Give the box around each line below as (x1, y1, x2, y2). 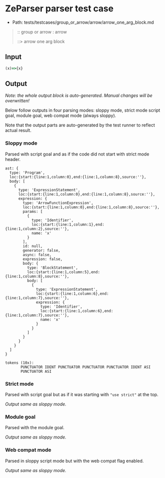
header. (5, 156, 21, 162)
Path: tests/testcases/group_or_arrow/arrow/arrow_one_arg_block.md (12, 19, 154, 25)
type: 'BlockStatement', (27, 265, 78, 270)
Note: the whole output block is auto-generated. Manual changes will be (5, 92, 153, 99)
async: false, (23, 252, 52, 257)
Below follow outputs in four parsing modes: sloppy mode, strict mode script (5, 107, 161, 114)
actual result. (5, 127, 32, 133)
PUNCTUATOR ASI (20, 369, 52, 374)
